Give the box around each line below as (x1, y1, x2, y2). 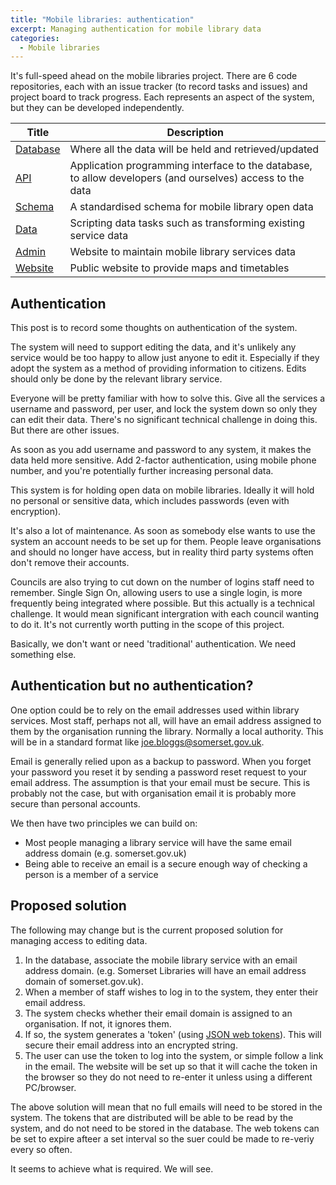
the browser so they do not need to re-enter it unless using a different (24, 1071, 313, 1083)
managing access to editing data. (10, 934, 148, 946)
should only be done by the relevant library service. (10, 373, 223, 385)
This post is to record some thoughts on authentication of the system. (10, 322, 298, 334)
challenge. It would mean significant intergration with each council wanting (10, 608, 320, 620)
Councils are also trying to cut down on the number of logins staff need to (10, 576, 315, 588)
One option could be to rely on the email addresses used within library (10, 704, 300, 716)
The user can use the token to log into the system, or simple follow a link (24, 1049, 324, 1061)
